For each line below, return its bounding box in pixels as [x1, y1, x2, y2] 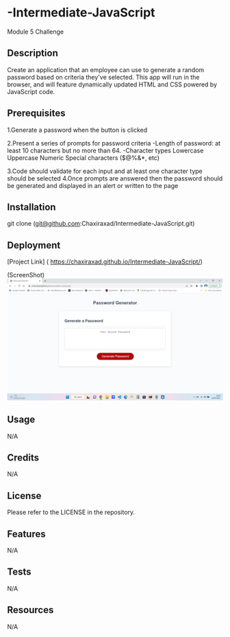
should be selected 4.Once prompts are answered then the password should [7, 174, 223, 183]
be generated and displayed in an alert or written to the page [7, 181, 179, 189]
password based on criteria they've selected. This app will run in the [7, 73, 200, 81]
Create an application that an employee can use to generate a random [7, 65, 205, 73]
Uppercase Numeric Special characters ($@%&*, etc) [7, 153, 159, 162]
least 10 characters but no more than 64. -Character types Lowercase [7, 146, 204, 154]
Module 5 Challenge [7, 27, 64, 36]
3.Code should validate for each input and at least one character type [7, 167, 203, 175]
